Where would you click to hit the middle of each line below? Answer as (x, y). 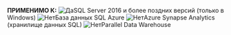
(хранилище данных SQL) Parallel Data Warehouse (89, 25)
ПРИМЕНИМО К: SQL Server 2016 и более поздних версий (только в (115, 10)
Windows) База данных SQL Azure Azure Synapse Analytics (111, 17)
